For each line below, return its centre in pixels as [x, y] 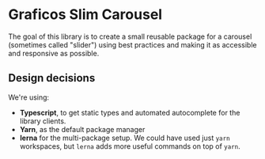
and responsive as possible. [54, 53]
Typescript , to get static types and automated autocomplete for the [130, 112]
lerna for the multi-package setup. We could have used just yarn [125, 138]
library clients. [43, 121]
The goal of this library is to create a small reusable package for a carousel [130, 36]
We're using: [29, 97]
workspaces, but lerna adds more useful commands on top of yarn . [130, 146]
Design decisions [52, 78]
